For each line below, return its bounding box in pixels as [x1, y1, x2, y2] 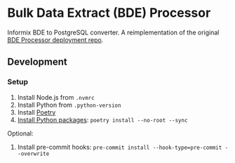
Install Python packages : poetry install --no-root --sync [17, 115, 188, 124]
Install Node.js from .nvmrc [17, 93, 95, 101]
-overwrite [17, 150, 50, 157]
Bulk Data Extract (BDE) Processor [7, 5, 211, 21]
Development [7, 56, 68, 68]
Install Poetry [17, 107, 56, 117]
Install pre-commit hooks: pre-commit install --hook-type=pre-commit [17, 143, 222, 151]
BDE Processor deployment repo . [7, 35, 104, 44]
